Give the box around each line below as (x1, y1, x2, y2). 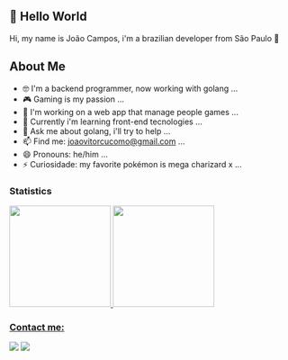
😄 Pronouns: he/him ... (22, 148, 108, 159)
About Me (9, 59, 66, 75)
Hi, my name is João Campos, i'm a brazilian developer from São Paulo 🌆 (9, 32, 280, 43)
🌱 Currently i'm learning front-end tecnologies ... (22, 116, 202, 127)
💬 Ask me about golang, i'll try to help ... (22, 125, 171, 136)
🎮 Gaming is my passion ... (22, 94, 124, 104)
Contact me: (9, 320, 65, 333)
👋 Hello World (9, 9, 87, 24)
